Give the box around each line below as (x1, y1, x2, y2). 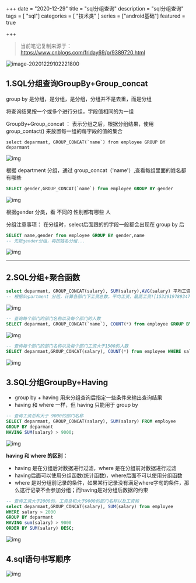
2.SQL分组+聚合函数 (6, 272, 80, 282)
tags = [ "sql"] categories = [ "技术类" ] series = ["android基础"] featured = (6, 12, 185, 19)
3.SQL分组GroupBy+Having (6, 377, 108, 387)
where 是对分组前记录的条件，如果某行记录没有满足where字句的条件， (14, 479, 184, 486)
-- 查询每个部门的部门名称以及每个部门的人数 (6, 315, 101, 321)
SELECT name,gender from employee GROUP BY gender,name (6, 232, 145, 238)
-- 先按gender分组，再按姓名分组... (6, 238, 86, 244)
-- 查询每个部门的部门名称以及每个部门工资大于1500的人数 (6, 343, 129, 349)
